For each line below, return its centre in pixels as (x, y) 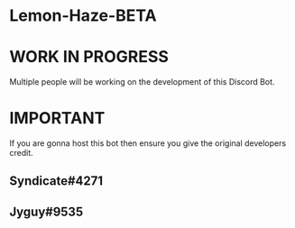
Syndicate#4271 (56, 181)
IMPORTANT (57, 119)
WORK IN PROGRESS (89, 57)
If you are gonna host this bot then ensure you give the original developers (148, 143)
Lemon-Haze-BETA (83, 16)
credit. (21, 153)
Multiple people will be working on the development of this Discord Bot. (142, 82)
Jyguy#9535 (46, 211)
